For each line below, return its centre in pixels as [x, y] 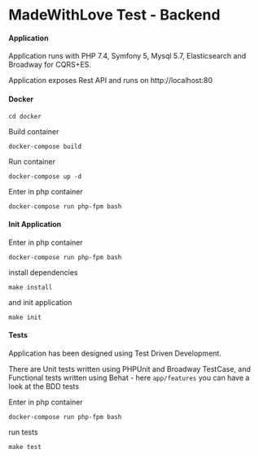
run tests [23, 432]
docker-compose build [45, 146]
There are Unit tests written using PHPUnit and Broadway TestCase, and [129, 369]
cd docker [25, 116]
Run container [32, 161]
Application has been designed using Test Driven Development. [115, 353]
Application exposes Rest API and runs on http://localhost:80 [111, 81]
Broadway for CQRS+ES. [50, 65]
